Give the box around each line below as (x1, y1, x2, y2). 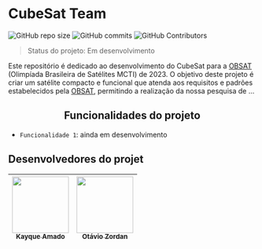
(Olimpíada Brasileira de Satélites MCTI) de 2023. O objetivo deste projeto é (8, 69, 254, 79)
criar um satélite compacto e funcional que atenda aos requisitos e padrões (8, 78, 253, 87)
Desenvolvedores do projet (8, 152, 144, 166)
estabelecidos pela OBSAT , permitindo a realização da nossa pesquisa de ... (8, 86, 255, 95)
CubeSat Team (8, 5, 107, 23)
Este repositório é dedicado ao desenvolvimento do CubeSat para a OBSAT (8, 60, 252, 71)
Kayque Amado (15, 233, 65, 241)
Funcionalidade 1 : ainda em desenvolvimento (19, 130, 168, 139)
